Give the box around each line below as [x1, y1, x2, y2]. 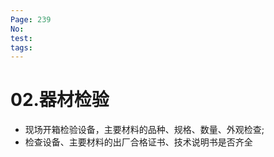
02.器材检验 [10, 89, 110, 111]
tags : [10, 42, 33, 53]
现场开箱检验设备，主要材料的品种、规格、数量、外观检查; [24, 124, 265, 136]
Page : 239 [10, 14, 52, 25]
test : [10, 33, 33, 43]
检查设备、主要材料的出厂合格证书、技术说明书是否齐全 [24, 136, 253, 148]
